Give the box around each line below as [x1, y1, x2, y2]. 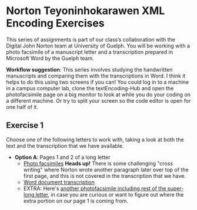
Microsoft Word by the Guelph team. [6, 55, 94, 62]
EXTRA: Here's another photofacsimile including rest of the [23, 185, 166, 192]
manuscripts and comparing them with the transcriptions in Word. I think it [6, 72, 186, 79]
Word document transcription [23, 178, 95, 185]
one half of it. [6, 103, 38, 110]
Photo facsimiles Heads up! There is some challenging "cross [23, 160, 173, 167]
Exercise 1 [6, 120, 44, 130]
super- [167, 185, 184, 192]
